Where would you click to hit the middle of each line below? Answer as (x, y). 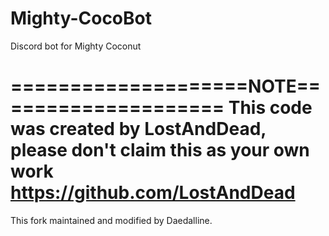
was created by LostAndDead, (138, 129)
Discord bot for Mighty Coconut (76, 46)
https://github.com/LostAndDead (153, 193)
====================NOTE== (165, 86)
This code (270, 108)
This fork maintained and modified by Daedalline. (111, 220)
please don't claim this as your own (160, 150)
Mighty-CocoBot (81, 18)
